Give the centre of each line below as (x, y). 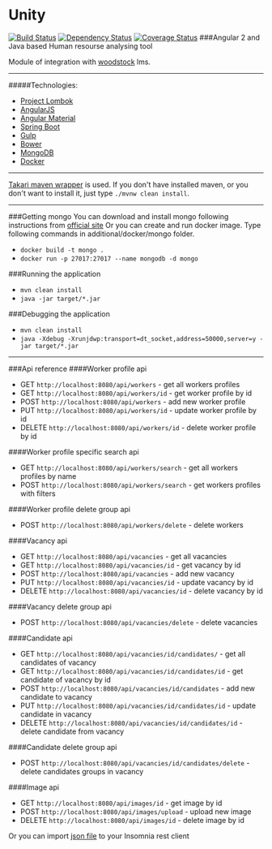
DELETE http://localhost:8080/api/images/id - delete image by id (132, 820)
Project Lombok (47, 101)
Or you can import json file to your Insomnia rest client (99, 836)
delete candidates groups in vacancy (82, 771)
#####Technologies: (43, 85)
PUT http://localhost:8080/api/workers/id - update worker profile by (138, 410)
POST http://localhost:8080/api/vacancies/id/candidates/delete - (135, 763)
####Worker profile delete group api (70, 509)
